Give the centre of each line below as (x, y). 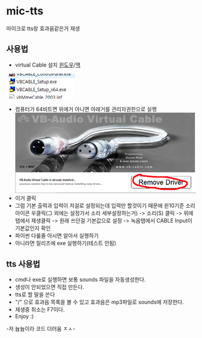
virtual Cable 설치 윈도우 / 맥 (48, 65)
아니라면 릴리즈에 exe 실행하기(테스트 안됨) (66, 243)
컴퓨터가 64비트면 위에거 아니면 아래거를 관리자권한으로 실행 (86, 109)
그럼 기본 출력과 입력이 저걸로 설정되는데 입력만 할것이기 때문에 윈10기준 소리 (105, 206)
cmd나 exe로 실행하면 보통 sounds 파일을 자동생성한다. (80, 279)
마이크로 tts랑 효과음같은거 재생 (43, 28)
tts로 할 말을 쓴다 (35, 294)
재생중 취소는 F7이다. (40, 309)
